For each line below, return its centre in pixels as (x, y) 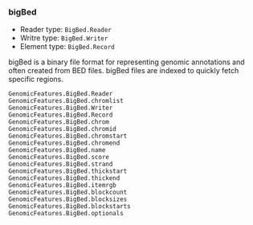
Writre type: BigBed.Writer (64, 38)
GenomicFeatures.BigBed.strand (61, 164)
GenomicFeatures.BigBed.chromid (62, 129)
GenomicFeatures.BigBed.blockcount (68, 192)
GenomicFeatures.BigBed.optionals (66, 214)
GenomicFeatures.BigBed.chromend (64, 143)
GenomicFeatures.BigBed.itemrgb (62, 186)
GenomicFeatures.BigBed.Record (61, 115)
